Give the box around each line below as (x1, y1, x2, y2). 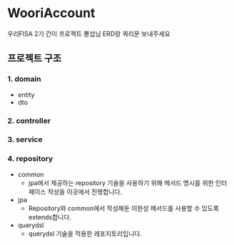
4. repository (7, 154, 54, 164)
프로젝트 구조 (7, 52, 62, 65)
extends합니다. (28, 212, 71, 221)
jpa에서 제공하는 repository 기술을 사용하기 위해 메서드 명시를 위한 (28, 178, 214, 187)
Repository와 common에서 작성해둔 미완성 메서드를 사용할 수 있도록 (28, 204, 220, 212)
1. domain (7, 74, 41, 84)
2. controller (7, 115, 51, 125)
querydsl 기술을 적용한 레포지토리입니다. (28, 229, 143, 238)
